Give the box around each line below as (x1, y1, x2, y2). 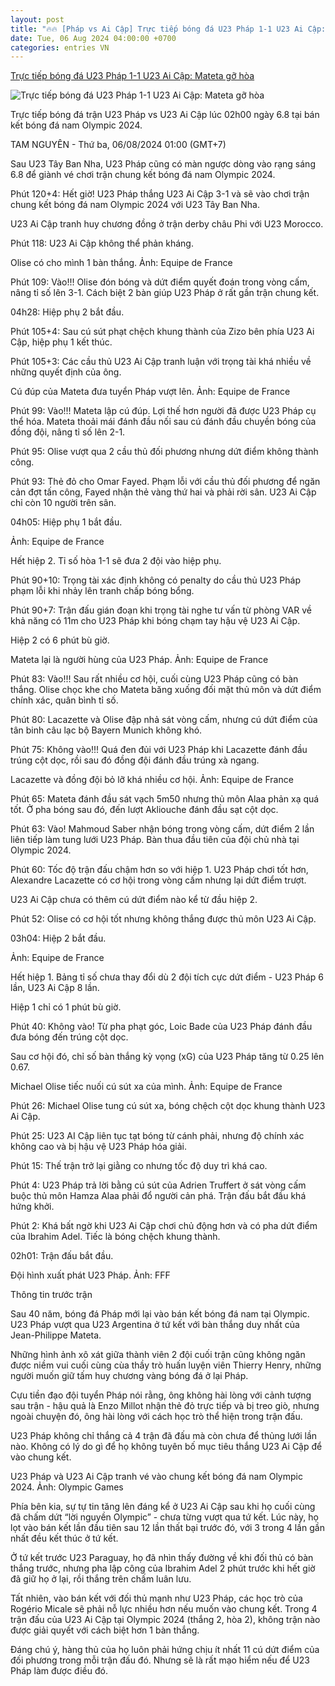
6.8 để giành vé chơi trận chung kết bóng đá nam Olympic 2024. (10, 169, 276, 181)
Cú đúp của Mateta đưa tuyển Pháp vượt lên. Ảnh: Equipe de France (10, 386, 291, 398)
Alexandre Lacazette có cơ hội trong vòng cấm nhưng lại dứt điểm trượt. (10, 874, 307, 886)
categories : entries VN (10, 42, 110, 53)
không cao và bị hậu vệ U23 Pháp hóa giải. (10, 1141, 188, 1153)
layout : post (10, 14, 65, 25)
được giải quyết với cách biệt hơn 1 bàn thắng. (10, 1624, 200, 1636)
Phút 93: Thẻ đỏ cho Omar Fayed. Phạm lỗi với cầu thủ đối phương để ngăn (10, 476, 321, 488)
